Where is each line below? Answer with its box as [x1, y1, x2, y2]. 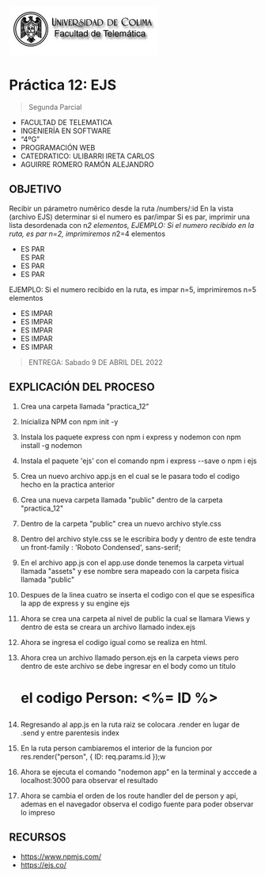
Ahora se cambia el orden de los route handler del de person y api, [20, 791, 238, 800]
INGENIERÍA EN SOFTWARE [20, 126, 112, 135]
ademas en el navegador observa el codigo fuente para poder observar [20, 799, 254, 809]
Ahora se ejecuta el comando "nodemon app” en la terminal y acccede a [20, 767, 257, 776]
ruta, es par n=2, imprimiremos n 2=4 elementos [9, 229, 165, 238]
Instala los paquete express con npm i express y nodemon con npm [20, 432, 241, 442]
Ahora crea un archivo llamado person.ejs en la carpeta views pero [20, 652, 240, 662]
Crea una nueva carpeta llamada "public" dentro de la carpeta [20, 495, 223, 504]
